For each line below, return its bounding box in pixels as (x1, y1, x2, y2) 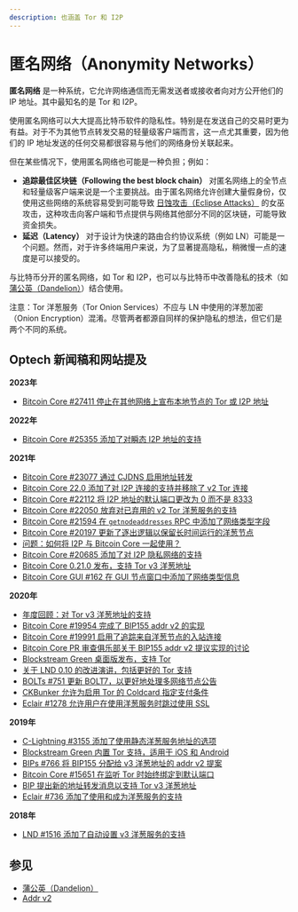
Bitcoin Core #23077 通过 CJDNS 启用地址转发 (21, 472, 193, 482)
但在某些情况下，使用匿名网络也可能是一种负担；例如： (9, 156, 211, 167)
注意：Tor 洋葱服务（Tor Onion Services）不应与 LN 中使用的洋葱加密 (9, 301, 263, 312)
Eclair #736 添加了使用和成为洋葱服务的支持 (21, 791, 183, 802)
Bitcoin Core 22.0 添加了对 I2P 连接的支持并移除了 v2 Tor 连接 (21, 483, 249, 494)
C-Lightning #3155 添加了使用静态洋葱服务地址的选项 (21, 736, 217, 747)
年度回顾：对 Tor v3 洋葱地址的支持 (21, 609, 152, 620)
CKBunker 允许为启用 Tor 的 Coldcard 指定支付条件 (21, 687, 209, 698)
